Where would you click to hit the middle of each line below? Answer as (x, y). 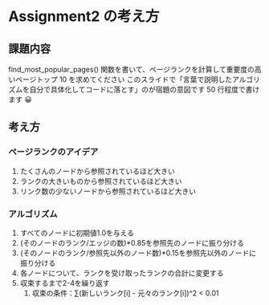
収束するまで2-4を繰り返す (65, 283)
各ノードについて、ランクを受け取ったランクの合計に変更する (122, 273)
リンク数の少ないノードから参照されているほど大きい (108, 191)
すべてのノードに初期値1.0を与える (77, 233)
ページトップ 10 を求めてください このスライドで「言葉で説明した (124, 79)
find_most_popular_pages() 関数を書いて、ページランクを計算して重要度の (131, 69)
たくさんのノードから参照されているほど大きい (97, 171)
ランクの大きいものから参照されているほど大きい (101, 181)
